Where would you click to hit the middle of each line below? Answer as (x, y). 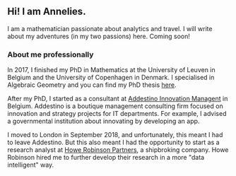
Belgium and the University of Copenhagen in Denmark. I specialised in (111, 78)
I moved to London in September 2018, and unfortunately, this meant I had (115, 135)
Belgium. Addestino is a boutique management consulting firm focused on (116, 106)
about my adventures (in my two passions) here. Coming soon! (99, 36)
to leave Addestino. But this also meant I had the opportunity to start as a (114, 142)
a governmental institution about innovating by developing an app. (104, 121)
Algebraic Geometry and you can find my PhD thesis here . (92, 85)
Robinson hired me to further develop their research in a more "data (106, 158)
